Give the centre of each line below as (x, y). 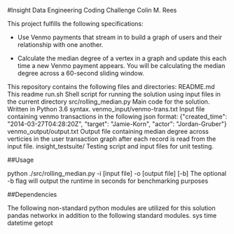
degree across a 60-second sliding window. (81, 73)
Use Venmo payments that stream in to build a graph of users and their (120, 37)
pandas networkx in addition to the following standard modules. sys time (112, 215)
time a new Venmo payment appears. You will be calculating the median (121, 66)
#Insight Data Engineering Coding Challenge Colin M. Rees (92, 10)
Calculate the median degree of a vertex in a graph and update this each (122, 58)
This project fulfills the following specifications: (75, 23)
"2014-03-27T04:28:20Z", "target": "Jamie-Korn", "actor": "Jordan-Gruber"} (117, 124)
